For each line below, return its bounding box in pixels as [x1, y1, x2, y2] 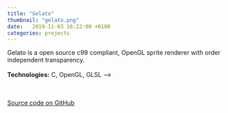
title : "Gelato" [7, 10, 54, 17]
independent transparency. [7, 56, 85, 64]
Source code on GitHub [7, 98, 75, 107]
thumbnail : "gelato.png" [7, 17, 79, 24]
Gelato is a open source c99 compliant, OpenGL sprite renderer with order [7, 49, 221, 57]
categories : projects [7, 29, 70, 37]
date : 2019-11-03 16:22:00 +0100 [7, 23, 111, 30]
